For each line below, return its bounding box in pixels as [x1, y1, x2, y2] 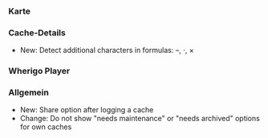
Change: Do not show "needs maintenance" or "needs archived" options [19, 114, 261, 124]
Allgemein [8, 87, 50, 98]
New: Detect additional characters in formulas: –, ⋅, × [19, 46, 194, 55]
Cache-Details [8, 26, 66, 38]
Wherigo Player [8, 66, 71, 77]
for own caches [19, 122, 72, 132]
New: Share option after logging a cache [19, 105, 154, 115]
